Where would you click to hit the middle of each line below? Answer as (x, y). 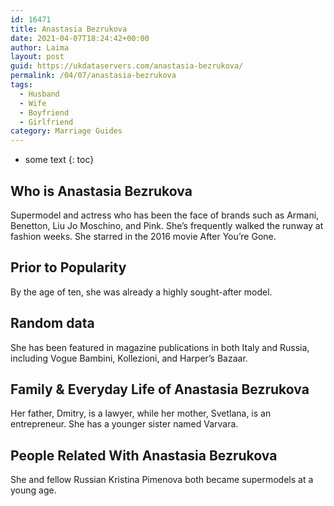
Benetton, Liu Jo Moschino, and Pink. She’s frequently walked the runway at (167, 225)
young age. (33, 490)
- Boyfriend (44, 112)
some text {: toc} (59, 160)
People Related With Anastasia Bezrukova (144, 455)
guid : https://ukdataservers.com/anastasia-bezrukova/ (127, 66)
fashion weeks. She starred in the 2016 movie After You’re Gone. (143, 236)
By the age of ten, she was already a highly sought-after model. (141, 292)
